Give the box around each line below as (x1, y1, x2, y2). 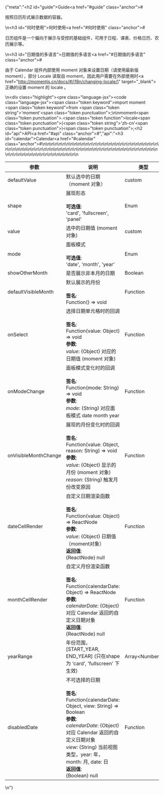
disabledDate (7, 724, 38, 731)
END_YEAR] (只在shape (65, 653, 120, 659)
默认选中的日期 (65, 173, 101, 180)
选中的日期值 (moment (65, 225, 118, 231)
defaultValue (7, 177, 37, 183)
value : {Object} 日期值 (65, 533, 116, 539)
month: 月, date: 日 (65, 758, 109, 765)
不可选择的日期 (65, 677, 101, 683)
